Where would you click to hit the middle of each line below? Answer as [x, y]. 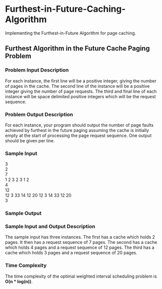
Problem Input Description [37, 70]
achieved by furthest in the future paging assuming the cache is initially [77, 130]
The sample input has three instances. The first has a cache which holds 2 [80, 237]
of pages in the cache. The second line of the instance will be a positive [78, 86]
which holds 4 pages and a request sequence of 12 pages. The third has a [80, 248]
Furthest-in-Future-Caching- [65, 9]
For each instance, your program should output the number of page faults [79, 125]
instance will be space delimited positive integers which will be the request [81, 96]
